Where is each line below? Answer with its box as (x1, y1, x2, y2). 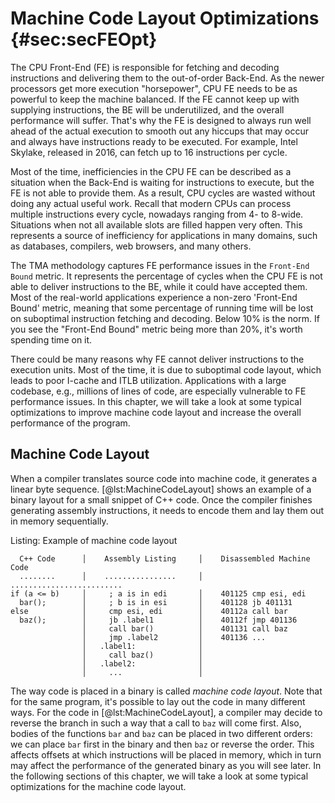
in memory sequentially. (10, 515, 109, 527)
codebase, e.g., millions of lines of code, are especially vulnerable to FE (10, 385, 307, 397)
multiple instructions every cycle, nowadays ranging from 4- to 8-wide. (10, 208, 304, 220)
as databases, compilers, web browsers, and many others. (10, 240, 252, 252)
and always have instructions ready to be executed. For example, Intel (10, 135, 298, 147)
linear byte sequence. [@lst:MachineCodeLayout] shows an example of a (10, 483, 312, 495)
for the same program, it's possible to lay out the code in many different (10, 695, 306, 707)
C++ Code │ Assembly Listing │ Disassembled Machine (19, 553, 311, 564)
